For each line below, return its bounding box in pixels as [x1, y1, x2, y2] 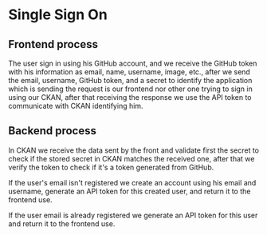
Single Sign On [8, 6, 108, 24]
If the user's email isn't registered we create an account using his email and [8, 177, 257, 187]
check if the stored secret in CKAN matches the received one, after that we [8, 153, 255, 163]
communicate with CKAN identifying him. [8, 102, 143, 110]
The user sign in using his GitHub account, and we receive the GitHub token [8, 58, 257, 68]
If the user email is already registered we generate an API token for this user [8, 210, 258, 220]
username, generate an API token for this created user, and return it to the [8, 186, 251, 196]
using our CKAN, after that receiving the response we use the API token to [8, 93, 252, 102]
